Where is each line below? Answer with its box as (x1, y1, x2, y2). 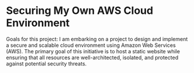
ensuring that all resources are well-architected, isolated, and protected (6, 54, 179, 61)
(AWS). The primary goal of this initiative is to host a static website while (6, 48, 180, 54)
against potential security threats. (6, 60, 87, 67)
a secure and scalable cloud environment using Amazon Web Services (6, 42, 176, 49)
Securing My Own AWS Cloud (6, 4, 154, 17)
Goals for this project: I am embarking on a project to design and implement (6, 35, 188, 42)
